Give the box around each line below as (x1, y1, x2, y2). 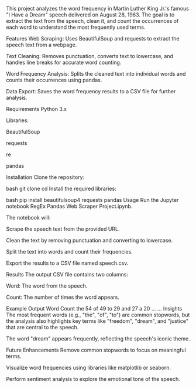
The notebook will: (6, 214, 51, 221)
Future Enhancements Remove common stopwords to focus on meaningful (6, 346, 186, 353)
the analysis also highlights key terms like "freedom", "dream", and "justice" (6, 318, 189, 325)
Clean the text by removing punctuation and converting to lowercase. (6, 237, 173, 244)
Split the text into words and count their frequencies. (6, 248, 133, 255)
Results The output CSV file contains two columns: (6, 271, 129, 278)
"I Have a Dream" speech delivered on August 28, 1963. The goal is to (6, 11, 175, 18)
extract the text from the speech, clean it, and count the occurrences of (6, 18, 179, 24)
